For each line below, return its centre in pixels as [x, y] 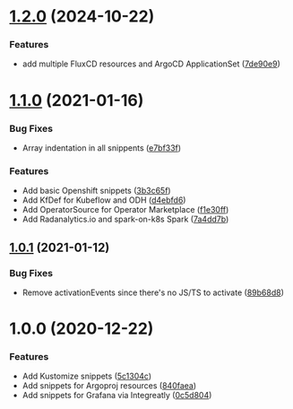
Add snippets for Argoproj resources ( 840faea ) [109, 386]
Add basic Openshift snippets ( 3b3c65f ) [97, 191]
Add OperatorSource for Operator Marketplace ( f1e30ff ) [125, 210]
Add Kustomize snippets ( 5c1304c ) [87, 376]
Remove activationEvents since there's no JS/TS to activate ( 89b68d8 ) [153, 292]
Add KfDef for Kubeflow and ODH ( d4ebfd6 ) [104, 200]
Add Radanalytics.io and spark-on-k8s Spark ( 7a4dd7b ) [125, 219]
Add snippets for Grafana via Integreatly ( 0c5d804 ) [117, 396]
